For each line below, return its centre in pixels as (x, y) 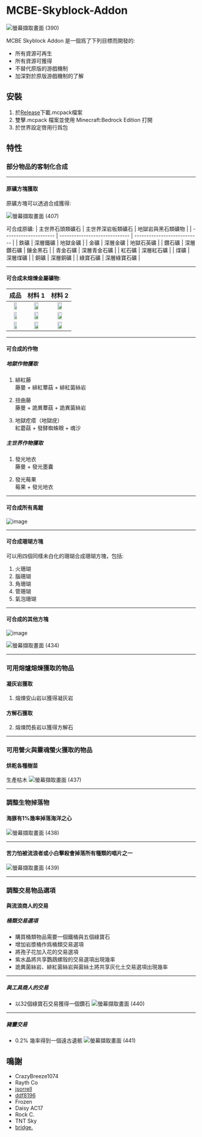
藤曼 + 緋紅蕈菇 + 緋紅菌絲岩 (50, 388)
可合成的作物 (22, 349)
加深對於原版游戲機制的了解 (49, 76)
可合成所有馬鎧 (25, 507)
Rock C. (25, 1114)
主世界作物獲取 (25, 443)
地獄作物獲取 (22, 364)
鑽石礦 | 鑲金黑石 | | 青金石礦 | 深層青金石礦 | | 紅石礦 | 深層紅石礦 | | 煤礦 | (98, 250)
